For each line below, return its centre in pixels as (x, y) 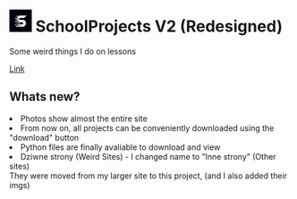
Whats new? (45, 97)
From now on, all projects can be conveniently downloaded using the (148, 128)
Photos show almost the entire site (84, 118)
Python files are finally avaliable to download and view (121, 147)
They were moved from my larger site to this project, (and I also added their (148, 176)
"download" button (44, 137)
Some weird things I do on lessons (73, 51)
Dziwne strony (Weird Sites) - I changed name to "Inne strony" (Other (148, 156)
